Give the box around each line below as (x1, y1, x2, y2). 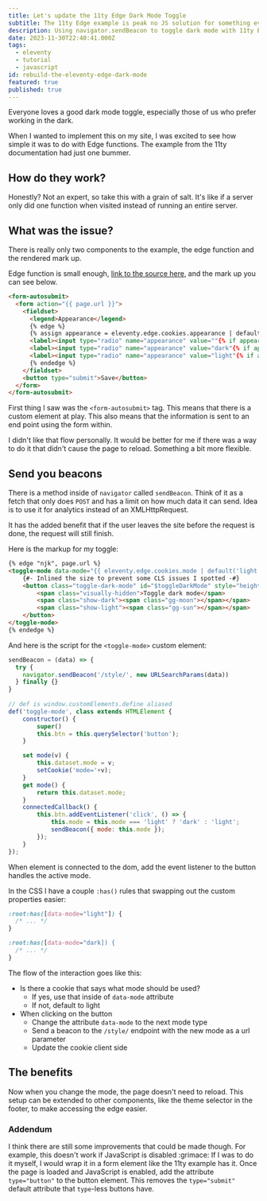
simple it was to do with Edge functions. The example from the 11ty (8, 140, 227, 150)
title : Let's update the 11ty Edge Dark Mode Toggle (8, 11, 187, 20)
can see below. (8, 278, 58, 286)
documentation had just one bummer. (8, 148, 131, 157)
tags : (8, 41, 26, 49)
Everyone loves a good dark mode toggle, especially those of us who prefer (8, 107, 257, 117)
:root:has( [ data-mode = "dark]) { (8, 939, 115, 947)
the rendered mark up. (8, 254, 82, 262)
